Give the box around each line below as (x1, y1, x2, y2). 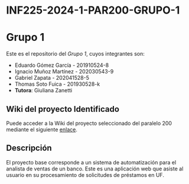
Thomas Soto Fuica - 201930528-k (14, 80, 100, 88)
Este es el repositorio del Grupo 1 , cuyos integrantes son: (6, 50, 145, 57)
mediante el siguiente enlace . (6, 125, 78, 133)
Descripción (6, 143, 52, 153)
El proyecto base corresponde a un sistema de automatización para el (6, 159, 177, 166)
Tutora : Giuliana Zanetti (14, 87, 73, 94)
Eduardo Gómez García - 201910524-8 (14, 62, 109, 69)
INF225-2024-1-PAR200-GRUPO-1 (6, 4, 180, 17)
